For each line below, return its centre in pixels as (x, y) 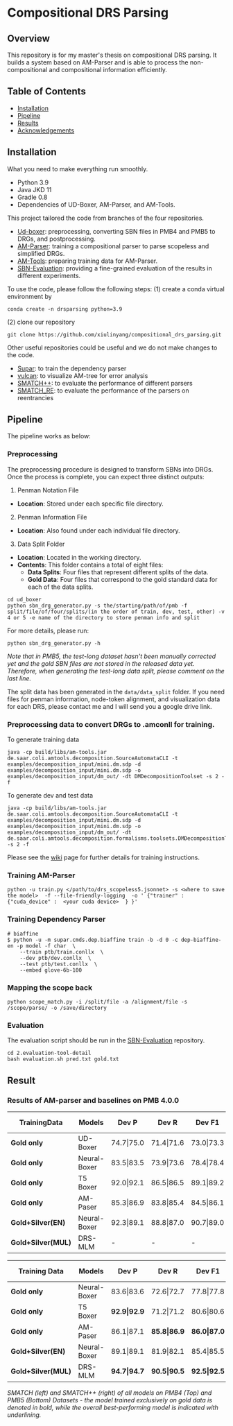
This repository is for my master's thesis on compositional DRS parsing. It (112, 55)
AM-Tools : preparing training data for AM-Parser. (87, 261)
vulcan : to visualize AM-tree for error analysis (83, 375)
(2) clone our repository (41, 322)
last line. (19, 678)
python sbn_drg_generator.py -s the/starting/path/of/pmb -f (97, 605)
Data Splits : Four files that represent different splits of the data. (118, 572)
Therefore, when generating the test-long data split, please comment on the (116, 671)
